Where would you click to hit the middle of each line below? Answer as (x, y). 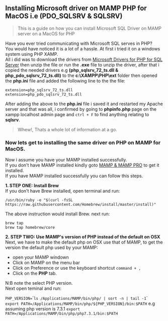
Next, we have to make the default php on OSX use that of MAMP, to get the (84, 242)
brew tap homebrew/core (30, 228)
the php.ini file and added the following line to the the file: (65, 81)
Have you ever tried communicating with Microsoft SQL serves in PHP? (79, 43)
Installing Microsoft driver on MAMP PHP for (76, 8)
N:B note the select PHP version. (39, 283)
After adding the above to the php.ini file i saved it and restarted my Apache (84, 104)
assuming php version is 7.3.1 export (43, 309)
